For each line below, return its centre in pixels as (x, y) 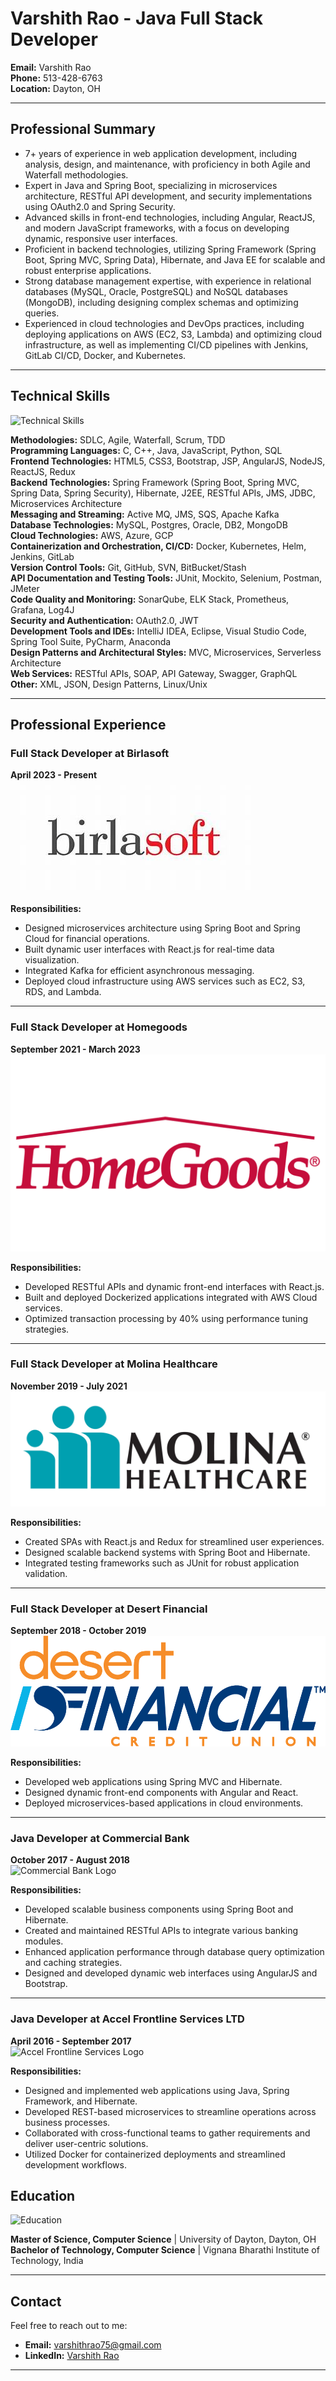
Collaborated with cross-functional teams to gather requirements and (167, 2133)
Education (43, 2195)
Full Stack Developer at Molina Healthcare (114, 1364)
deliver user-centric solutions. (86, 2143)
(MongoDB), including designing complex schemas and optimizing (161, 302)
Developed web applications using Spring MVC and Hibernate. (153, 1781)
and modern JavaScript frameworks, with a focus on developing (157, 228)
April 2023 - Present (54, 775)
